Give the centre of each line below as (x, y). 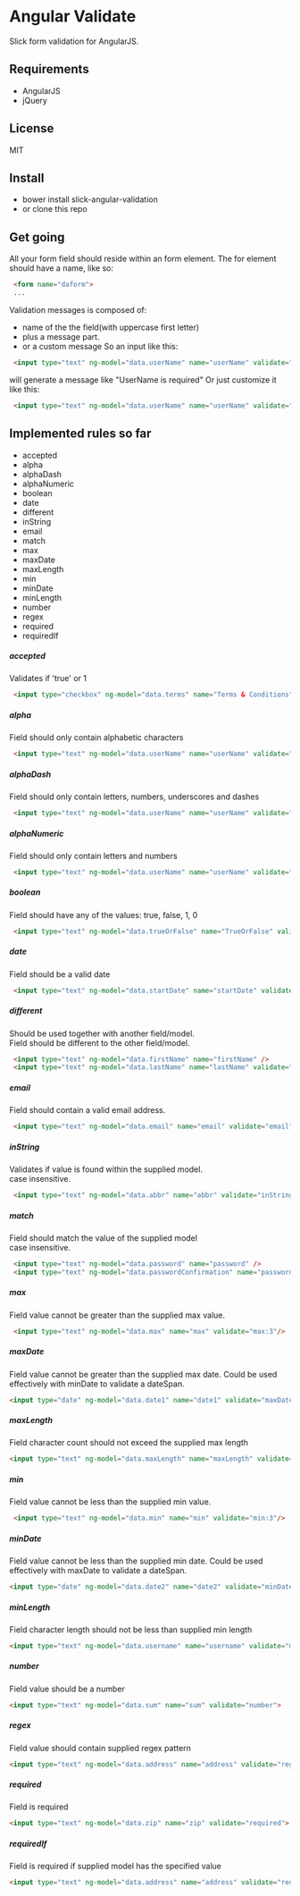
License (32, 128)
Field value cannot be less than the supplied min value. (110, 1502)
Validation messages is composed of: (78, 309)
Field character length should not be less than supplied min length (131, 1630)
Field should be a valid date (60, 974)
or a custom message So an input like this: (100, 346)
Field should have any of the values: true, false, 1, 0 (104, 914)
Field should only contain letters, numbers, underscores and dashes (134, 796)
